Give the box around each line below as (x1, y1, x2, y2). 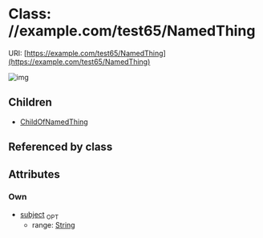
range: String (31, 220, 75, 229)
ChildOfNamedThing (19, 117, 88, 127)
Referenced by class (8, 140, 113, 154)
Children (8, 95, 52, 109)
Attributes (8, 167, 60, 181)
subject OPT (19, 209, 59, 221)
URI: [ (8, 48, 27, 58)
